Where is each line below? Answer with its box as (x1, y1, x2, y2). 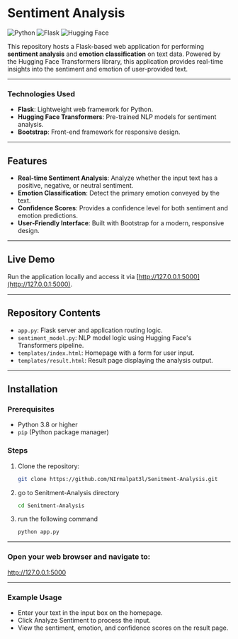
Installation (7, 383, 58, 395)
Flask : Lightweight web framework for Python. (17, 105, 154, 114)
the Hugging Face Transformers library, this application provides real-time (7, 57, 224, 65)
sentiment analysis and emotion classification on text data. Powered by (7, 50, 221, 58)
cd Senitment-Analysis (17, 502, 85, 509)
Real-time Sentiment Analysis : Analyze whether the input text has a (17, 174, 218, 182)
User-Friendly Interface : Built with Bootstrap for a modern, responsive (17, 219, 225, 227)
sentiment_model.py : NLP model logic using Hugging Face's (17, 333, 192, 341)
